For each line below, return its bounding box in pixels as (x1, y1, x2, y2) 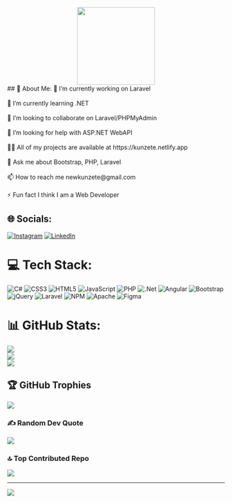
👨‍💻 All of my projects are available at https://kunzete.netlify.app (7, 143, 188, 151)
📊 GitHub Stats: (7, 317, 101, 333)
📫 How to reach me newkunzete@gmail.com (7, 173, 136, 181)
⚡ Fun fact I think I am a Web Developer (7, 191, 119, 199)
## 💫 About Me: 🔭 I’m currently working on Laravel (7, 84, 151, 93)
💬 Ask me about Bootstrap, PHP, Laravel (7, 158, 122, 166)
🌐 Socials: (7, 213, 52, 225)
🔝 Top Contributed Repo (7, 453, 90, 463)
